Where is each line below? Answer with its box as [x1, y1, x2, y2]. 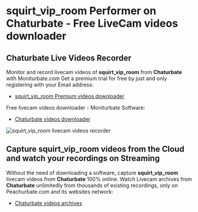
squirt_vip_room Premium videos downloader [14, 93, 125, 99]
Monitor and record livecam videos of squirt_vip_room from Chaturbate [6, 69, 182, 75]
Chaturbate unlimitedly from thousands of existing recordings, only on [6, 182, 178, 189]
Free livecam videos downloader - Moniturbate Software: [6, 104, 145, 111]
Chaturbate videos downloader [14, 115, 90, 123]
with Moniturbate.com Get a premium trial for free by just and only [6, 75, 167, 82]
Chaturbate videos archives [14, 200, 83, 207]
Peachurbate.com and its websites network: [6, 188, 113, 195]
